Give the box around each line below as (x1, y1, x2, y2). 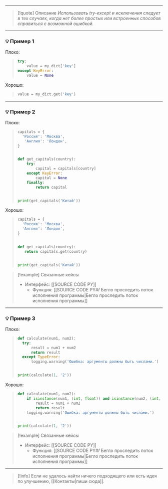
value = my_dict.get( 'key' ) (17, 91, 76, 97)
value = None (26, 73, 54, 78)
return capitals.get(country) (24, 249, 87, 254)
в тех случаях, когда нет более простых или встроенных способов (17, 16, 161, 21)
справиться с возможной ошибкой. (17, 21, 94, 27)
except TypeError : (22, 355, 60, 360)
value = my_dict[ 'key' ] (26, 64, 76, 69)
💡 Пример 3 (5, 314, 35, 321)
